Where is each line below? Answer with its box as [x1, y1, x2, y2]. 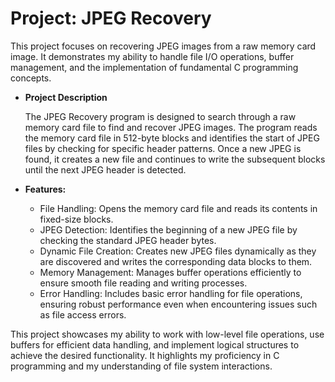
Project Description [24, 91, 108, 103]
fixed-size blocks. [39, 213, 114, 225]
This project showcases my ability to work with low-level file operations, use [10, 328, 325, 340]
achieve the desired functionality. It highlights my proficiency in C [10, 349, 280, 361]
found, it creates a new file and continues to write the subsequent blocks [24, 153, 326, 165]
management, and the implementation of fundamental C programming [10, 61, 299, 73]
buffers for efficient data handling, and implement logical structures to [10, 338, 300, 351]
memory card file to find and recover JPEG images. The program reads [24, 121, 318, 133]
